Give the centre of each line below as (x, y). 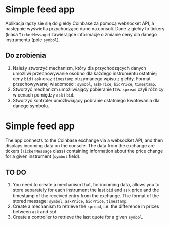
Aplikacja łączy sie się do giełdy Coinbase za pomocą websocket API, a (80, 23)
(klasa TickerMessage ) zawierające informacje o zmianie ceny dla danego (81, 34)
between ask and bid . (35, 211)
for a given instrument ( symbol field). (43, 156)
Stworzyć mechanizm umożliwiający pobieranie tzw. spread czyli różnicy (88, 89)
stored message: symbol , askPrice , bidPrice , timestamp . (70, 201)
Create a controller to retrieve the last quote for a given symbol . (78, 217)
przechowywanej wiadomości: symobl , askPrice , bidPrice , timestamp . (84, 84)
